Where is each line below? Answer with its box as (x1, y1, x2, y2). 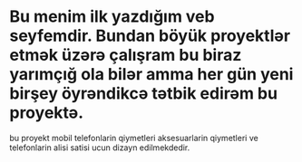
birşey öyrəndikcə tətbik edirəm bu (9, 83, 278, 104)
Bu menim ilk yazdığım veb (9, 6, 215, 27)
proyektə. (9, 102, 84, 123)
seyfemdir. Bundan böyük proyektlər (9, 25, 291, 46)
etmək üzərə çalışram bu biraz (9, 45, 242, 65)
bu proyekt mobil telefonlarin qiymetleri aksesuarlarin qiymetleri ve (9, 132, 258, 143)
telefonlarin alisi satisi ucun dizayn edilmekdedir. (9, 142, 190, 153)
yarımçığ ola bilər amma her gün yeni (9, 64, 294, 85)
